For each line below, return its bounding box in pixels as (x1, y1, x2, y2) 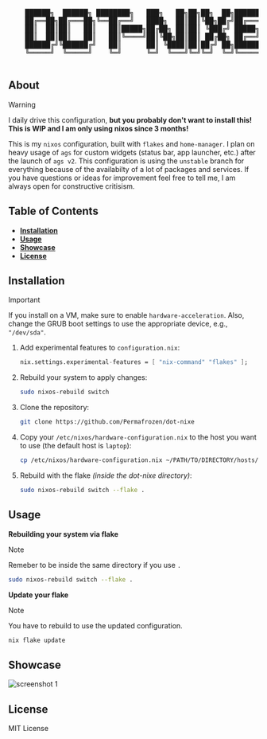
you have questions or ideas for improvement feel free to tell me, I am (8, 173, 236, 182)
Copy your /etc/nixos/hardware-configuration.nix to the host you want (19, 432, 257, 442)
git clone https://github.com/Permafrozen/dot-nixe (19, 418, 195, 426)
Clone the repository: (19, 403, 90, 413)
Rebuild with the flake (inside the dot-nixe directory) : (19, 471, 192, 480)
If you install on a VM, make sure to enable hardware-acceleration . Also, (8, 311, 245, 320)
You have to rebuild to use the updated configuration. (8, 620, 183, 630)
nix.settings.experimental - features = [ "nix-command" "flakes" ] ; (19, 358, 249, 366)
